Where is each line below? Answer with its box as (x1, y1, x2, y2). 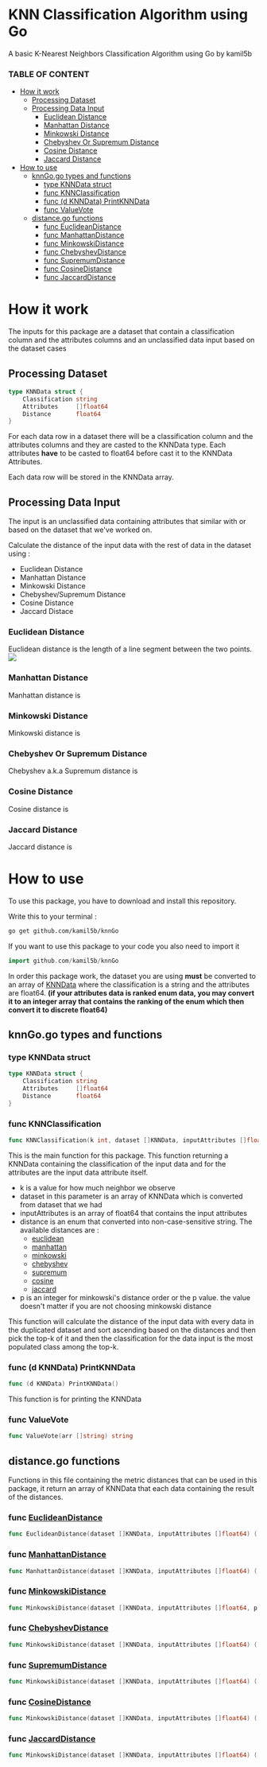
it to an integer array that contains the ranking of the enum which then (8, 996, 245, 1006)
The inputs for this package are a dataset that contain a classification (8, 327, 234, 336)
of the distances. (8, 1493, 64, 1502)
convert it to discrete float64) (8, 1004, 108, 1015)
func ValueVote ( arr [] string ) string (8, 1432, 133, 1440)
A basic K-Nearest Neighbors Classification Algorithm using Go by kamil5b (8, 49, 253, 58)
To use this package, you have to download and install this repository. (8, 896, 237, 906)
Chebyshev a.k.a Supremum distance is (8, 766, 138, 776)
